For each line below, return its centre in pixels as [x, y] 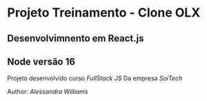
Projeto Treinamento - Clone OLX [104, 13]
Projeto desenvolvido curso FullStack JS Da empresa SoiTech [95, 78]
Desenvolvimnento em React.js [76, 38]
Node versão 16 [41, 61]
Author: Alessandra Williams [48, 92]
